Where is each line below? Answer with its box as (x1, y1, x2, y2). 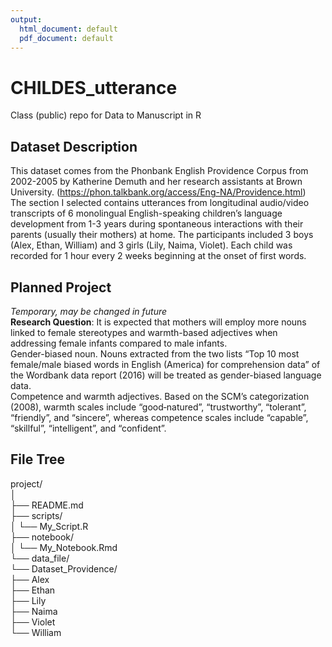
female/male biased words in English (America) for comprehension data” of (10, 358, 321, 370)
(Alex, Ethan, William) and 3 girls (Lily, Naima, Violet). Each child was (10, 239, 293, 251)
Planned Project (10, 279, 112, 296)
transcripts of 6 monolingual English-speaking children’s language (10, 207, 283, 220)
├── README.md (10, 499, 84, 511)
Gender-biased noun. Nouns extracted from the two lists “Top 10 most (10, 347, 300, 360)
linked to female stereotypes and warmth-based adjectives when (10, 326, 278, 338)
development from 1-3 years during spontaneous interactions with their (10, 218, 304, 230)
